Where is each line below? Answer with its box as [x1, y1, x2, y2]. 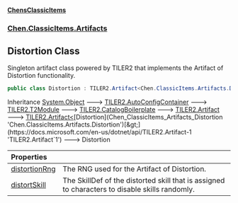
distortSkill [11, 180, 46, 190]
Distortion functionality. [7, 71, 76, 80]
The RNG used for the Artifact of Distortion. [62, 164, 207, 174]
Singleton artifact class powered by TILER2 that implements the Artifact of [7, 64, 224, 72]
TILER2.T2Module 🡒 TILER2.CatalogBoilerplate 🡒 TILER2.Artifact [7, 105, 220, 114]
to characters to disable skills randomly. [62, 185, 195, 195]
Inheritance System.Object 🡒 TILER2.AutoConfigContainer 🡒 [7, 98, 208, 106]
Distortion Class [7, 45, 80, 57]
